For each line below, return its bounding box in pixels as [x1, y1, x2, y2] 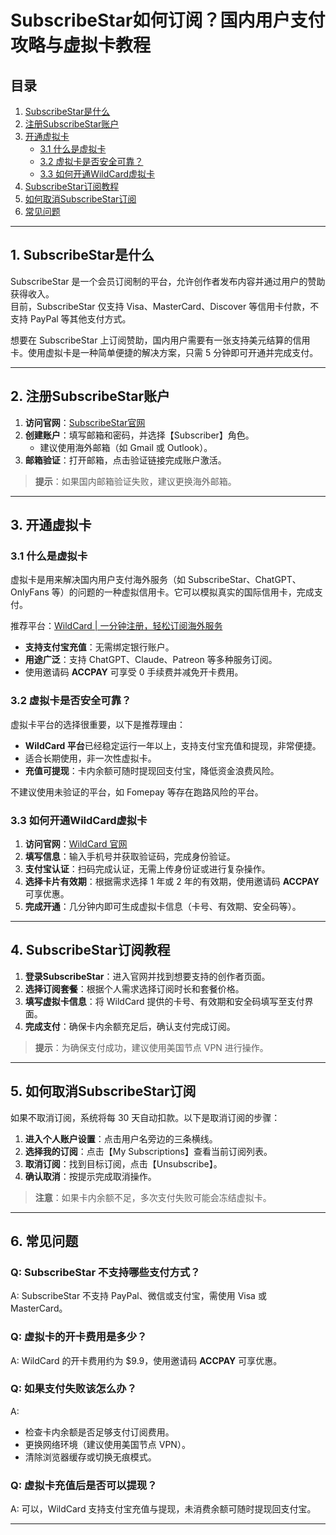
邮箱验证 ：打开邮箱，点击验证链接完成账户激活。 [24, 454, 227, 466]
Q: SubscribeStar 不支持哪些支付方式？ [10, 1265, 201, 1279]
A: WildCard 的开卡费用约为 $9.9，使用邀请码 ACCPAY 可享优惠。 [10, 1354, 283, 1366]
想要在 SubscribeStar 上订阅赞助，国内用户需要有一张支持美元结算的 [10, 334, 293, 346]
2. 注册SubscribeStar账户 [10, 388, 171, 405]
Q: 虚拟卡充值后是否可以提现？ [10, 1478, 158, 1492]
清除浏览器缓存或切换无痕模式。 [24, 1451, 157, 1463]
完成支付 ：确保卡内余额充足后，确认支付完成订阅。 [24, 1020, 236, 1032]
